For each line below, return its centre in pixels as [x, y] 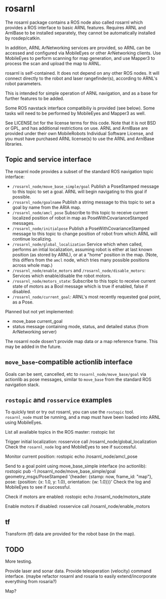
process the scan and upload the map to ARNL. [53, 63]
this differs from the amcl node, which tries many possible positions [81, 260]
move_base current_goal [37, 321]
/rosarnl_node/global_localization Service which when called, [77, 244]
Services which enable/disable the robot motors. [62, 276]
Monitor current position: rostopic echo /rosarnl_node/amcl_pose [71, 456]
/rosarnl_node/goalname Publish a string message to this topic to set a [83, 202]
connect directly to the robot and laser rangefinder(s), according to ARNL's [81, 78]
